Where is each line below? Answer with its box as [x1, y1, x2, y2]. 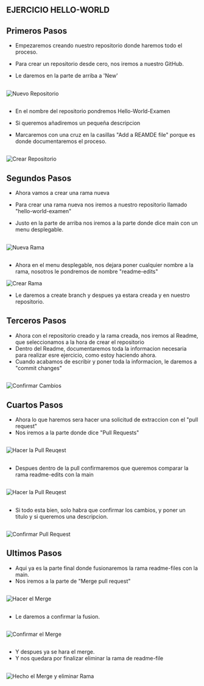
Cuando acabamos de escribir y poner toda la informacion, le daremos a [15, 357, 197, 365]
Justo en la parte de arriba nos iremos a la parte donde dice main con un [15, 219, 198, 227]
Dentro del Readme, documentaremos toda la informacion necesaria [15, 345, 187, 352]
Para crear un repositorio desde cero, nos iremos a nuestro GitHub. [15, 60, 184, 68]
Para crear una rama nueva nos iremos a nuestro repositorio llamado [15, 201, 188, 208]
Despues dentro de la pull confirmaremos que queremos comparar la [15, 464, 189, 472]
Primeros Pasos [6, 26, 68, 36]
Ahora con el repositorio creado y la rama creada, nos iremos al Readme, [15, 332, 199, 339]
